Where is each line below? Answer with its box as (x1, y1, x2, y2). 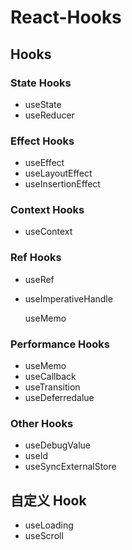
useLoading (24, 519, 74, 531)
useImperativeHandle (24, 292, 113, 305)
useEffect (24, 157, 65, 169)
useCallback (24, 371, 77, 383)
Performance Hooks (10, 337, 110, 351)
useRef (24, 273, 55, 285)
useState (24, 98, 62, 110)
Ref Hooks (10, 251, 62, 265)
